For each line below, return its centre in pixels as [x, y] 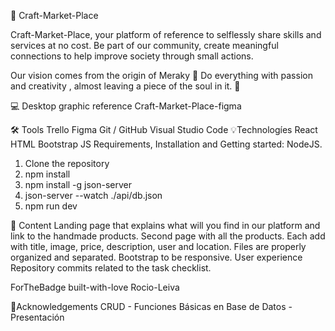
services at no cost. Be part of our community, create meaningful [144, 45]
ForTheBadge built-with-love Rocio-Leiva [95, 287]
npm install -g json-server [78, 184]
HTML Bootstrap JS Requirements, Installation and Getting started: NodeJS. [166, 144]
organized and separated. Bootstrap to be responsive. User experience [156, 257]
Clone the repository [67, 163]
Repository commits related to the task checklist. [111, 268]
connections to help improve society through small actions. [132, 56]
